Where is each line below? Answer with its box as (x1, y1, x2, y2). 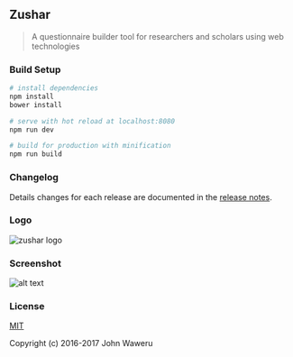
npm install (9, 92, 54, 101)
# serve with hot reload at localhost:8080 (9, 116, 176, 125)
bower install (9, 100, 63, 109)
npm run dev (9, 125, 54, 134)
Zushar (9, 7, 51, 23)
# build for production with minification (9, 142, 171, 151)
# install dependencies (9, 84, 99, 93)
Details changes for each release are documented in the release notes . (9, 191, 272, 202)
